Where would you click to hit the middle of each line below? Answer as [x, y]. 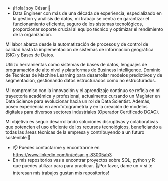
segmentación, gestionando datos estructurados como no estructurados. [81, 81]
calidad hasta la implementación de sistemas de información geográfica [79, 50]
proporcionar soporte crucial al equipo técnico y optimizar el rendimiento [88, 29]
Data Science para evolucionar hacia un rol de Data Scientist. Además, [78, 101]
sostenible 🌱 [18, 138]
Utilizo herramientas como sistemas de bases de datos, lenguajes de [76, 65]
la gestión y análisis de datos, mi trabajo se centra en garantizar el [81, 18]
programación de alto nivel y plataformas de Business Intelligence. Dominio [83, 70]
